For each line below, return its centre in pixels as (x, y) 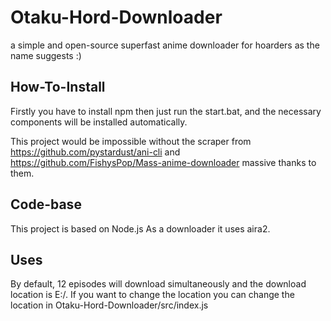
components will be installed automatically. (99, 122)
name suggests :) (46, 55)
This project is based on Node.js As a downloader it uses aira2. (140, 228)
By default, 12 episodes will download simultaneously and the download (158, 284)
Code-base (46, 204)
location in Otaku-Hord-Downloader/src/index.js (109, 305)
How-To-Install (58, 87)
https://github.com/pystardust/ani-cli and (95, 152)
